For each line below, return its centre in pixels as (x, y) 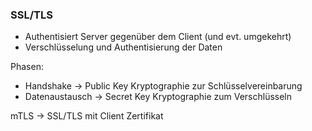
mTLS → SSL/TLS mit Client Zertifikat (87, 116)
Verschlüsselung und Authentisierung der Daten (123, 47)
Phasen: (27, 67)
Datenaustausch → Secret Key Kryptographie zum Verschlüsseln (158, 97)
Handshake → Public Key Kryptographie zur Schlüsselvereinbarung (163, 86)
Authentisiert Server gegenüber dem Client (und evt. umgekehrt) (158, 37)
